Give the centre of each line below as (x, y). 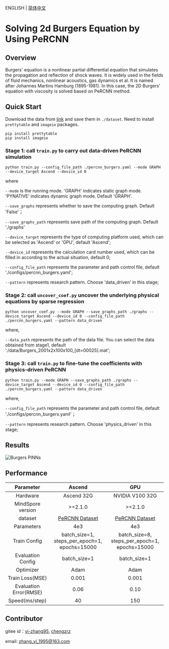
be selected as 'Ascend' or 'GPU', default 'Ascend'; (58, 242)
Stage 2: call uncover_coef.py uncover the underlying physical (82, 295)
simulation (18, 157)
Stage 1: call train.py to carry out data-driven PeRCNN (73, 150)
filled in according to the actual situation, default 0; (58, 257)
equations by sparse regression (45, 302)
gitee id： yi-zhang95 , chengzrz (38, 631)
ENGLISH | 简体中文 (26, 8)
